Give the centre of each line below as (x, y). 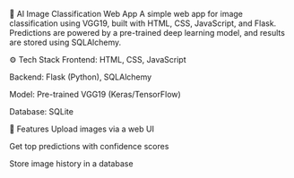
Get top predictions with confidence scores (89, 146)
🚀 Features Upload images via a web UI (82, 129)
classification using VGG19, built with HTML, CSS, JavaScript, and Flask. (143, 23)
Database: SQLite (42, 111)
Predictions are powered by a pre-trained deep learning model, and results (147, 33)
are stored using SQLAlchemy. (65, 42)
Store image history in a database (71, 164)
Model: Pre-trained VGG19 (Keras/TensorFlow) (95, 94)
